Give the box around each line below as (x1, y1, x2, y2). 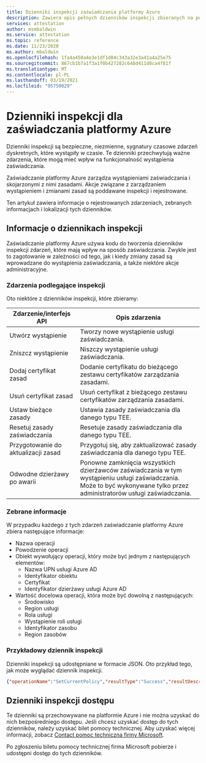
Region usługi (24, 605, 59, 612)
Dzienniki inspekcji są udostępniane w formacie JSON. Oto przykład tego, (6, 660, 193, 667)
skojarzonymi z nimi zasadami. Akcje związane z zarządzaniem (6, 180, 167, 188)
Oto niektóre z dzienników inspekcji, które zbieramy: (6, 295, 139, 302)
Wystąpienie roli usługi (24, 618, 82, 625)
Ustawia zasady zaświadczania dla (80, 406, 181, 414)
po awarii (9, 477, 36, 486)
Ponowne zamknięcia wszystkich (80, 458, 176, 467)
